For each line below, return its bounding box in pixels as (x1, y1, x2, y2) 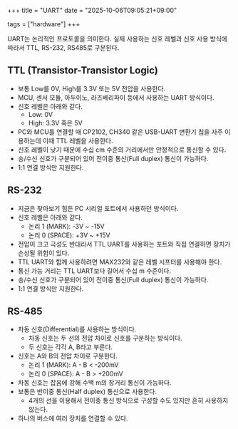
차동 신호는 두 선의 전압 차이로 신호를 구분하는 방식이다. (28, 334, 183, 343)
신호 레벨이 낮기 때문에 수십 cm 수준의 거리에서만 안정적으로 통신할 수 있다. (17, 145, 227, 154)
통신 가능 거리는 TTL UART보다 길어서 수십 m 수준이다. (17, 267, 172, 275)
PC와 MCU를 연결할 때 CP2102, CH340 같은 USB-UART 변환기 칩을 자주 (17, 128, 223, 136)
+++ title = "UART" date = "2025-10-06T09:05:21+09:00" (7, 6, 177, 14)
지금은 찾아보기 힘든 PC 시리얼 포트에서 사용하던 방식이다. (17, 204, 179, 212)
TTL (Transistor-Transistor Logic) (7, 64, 158, 77)
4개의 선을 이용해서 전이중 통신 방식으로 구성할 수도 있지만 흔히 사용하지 (28, 396, 229, 405)
